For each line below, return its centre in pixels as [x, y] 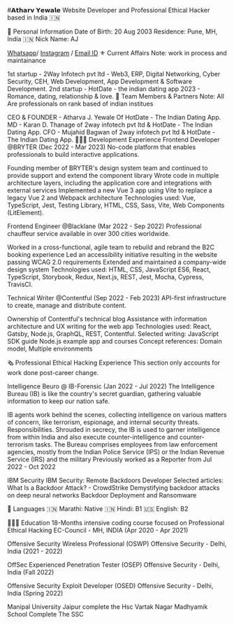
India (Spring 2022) [35, 593]
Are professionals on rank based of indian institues [80, 104]
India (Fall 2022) [31, 572]
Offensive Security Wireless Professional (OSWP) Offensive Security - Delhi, [117, 544]
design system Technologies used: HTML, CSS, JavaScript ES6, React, [109, 269]
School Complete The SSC [45, 614]
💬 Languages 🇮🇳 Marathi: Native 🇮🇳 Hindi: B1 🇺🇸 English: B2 [98, 509]
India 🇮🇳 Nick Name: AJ [43, 39]
